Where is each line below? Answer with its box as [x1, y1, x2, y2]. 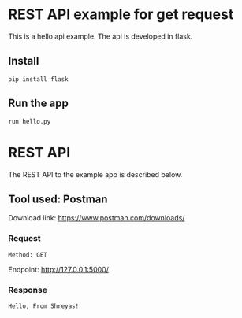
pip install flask [8, 75, 69, 83]
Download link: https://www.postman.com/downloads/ [8, 213, 185, 223]
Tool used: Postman [8, 192, 108, 205]
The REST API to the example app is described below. [8, 169, 183, 179]
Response [8, 284, 47, 295]
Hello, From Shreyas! [8, 301, 80, 310]
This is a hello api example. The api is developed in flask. [8, 31, 193, 41]
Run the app [8, 97, 69, 110]
